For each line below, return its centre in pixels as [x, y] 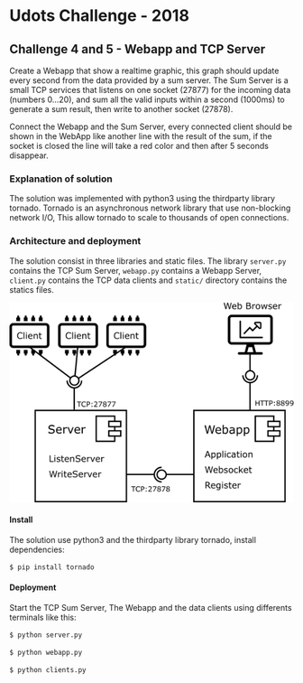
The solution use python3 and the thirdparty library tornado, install [133, 539]
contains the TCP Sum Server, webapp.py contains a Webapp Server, [136, 270]
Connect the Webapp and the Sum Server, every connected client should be [151, 126]
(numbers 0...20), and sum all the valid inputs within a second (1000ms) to [147, 99]
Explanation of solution [61, 179]
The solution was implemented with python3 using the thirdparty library [142, 199]
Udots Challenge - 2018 [99, 16]
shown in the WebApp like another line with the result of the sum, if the [141, 136]
